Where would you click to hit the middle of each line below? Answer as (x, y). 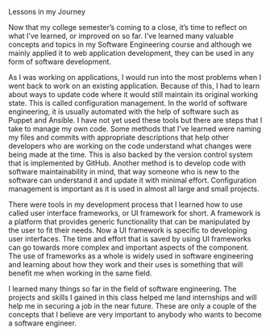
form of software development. (60, 61)
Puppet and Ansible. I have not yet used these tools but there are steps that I (135, 120)
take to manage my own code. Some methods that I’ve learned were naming (135, 129)
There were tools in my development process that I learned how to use (126, 204)
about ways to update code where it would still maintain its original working (133, 94)
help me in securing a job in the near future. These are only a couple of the (133, 306)
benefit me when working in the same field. (80, 273)
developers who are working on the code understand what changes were (130, 146)
